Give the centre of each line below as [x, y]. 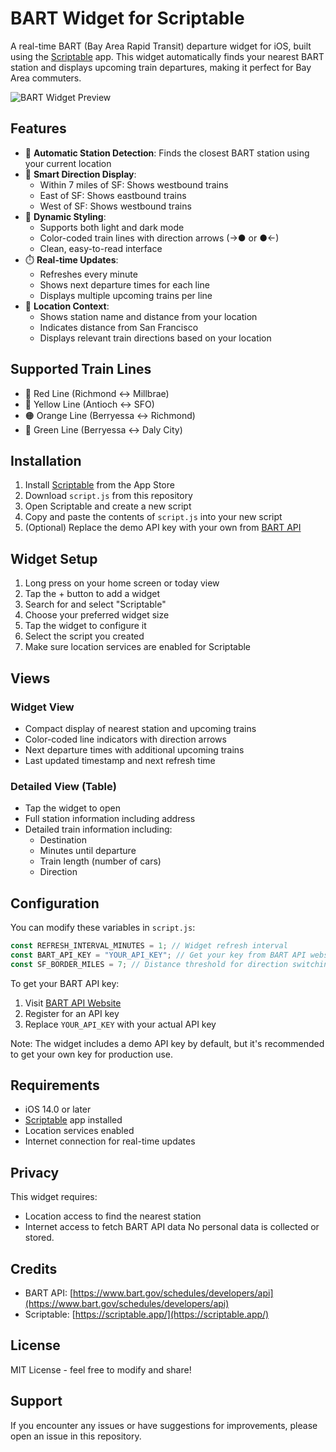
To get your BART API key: [65, 983]
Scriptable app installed [73, 1120]
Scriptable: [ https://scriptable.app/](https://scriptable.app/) [147, 1314]
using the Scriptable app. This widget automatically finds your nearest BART [167, 56]
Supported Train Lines [81, 369]
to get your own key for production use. [92, 1054]
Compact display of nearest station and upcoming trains [140, 728]
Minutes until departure [88, 851]
